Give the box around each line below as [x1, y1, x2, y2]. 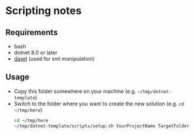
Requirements [5, 27, 58, 37]
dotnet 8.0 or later [13, 49, 58, 56]
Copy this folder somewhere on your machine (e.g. [13, 88, 137, 95]
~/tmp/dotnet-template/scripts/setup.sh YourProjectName [13, 123, 156, 129]
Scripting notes [5, 4, 82, 18]
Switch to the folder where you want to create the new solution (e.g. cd [13, 100, 184, 107]
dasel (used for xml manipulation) [13, 56, 95, 62]
